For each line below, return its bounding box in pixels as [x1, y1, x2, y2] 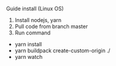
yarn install [14, 41, 42, 48]
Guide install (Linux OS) [6, 5, 64, 12]
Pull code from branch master [14, 23, 88, 30]
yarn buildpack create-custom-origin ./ [14, 47, 111, 54]
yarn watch [14, 54, 43, 60]
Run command [14, 29, 51, 36]
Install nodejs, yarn [14, 17, 62, 23]
